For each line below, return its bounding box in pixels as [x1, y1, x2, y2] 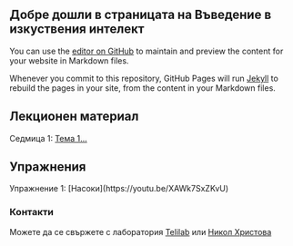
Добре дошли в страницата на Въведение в [9, 7, 272, 23]
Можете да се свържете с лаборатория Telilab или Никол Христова [9, 226, 272, 237]
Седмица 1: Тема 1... [9, 133, 88, 143]
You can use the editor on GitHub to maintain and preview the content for [9, 45, 284, 56]
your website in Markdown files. [9, 54, 129, 66]
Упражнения [9, 159, 86, 175]
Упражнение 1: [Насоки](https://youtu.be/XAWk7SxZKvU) [9, 183, 229, 194]
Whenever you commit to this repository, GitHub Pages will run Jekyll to [9, 73, 279, 84]
